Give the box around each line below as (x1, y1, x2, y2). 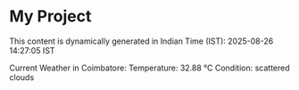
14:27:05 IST (9, 45, 55, 55)
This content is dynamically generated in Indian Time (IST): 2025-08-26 (9, 36, 274, 46)
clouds (9, 71, 35, 82)
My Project (9, 6, 92, 27)
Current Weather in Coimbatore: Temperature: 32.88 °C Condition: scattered (9, 62, 290, 73)
